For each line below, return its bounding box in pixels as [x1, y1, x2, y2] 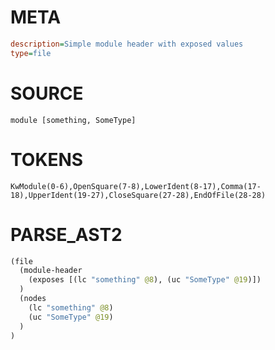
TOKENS [10, 148, 84, 171]
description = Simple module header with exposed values [10, 39, 244, 49]
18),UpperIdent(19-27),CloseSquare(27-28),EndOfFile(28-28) [10, 190, 267, 200]
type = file [10, 48, 52, 58]
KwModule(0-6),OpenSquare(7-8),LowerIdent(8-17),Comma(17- [10, 181, 262, 191]
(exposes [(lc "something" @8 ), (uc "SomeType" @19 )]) [28, 275, 262, 285]
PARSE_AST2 [10, 223, 123, 246]
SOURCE [10, 82, 84, 105]
